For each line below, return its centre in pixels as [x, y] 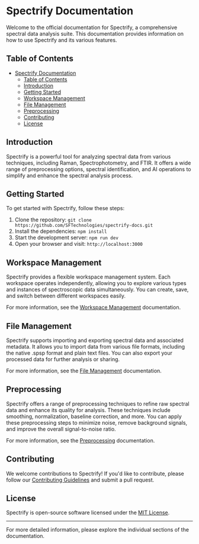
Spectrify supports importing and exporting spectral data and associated [95, 340]
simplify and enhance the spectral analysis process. [70, 175]
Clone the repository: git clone [53, 220]
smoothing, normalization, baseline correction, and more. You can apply [94, 416]
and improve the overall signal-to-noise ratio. [61, 429]
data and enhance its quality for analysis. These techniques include [88, 410]
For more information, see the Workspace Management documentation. [94, 308]
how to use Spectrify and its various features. [62, 40]
